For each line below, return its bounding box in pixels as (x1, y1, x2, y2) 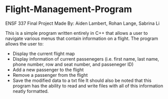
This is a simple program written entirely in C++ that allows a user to (5, 30, 148, 36)
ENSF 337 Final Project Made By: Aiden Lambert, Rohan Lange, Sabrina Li (5, 20, 160, 26)
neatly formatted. (12, 88, 49, 94)
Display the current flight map (12, 51, 75, 57)
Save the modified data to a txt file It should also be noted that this (12, 77, 152, 83)
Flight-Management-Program (5, 4, 132, 15)
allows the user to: (5, 40, 44, 46)
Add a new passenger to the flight (12, 67, 84, 73)
